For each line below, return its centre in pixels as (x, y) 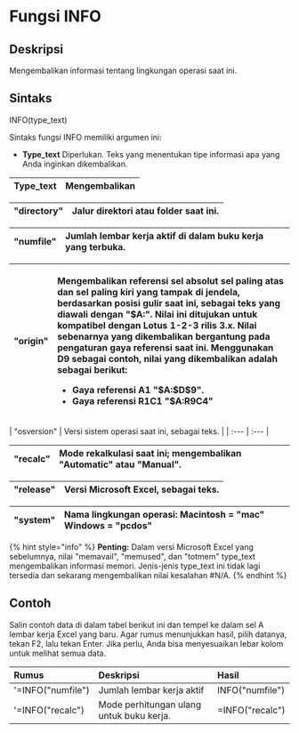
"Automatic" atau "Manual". (121, 464)
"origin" (31, 341)
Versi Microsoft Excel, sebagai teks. (141, 489)
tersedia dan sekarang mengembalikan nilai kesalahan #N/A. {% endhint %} (148, 575)
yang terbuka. (96, 246)
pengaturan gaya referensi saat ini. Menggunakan (166, 347)
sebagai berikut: (93, 369)
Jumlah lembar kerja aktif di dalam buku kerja (165, 236)
